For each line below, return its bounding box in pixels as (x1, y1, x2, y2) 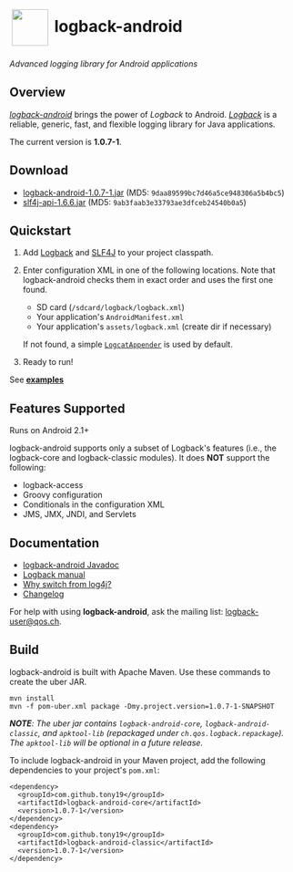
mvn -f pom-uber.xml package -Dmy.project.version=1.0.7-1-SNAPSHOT (9, 701, 275, 711)
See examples (9, 374, 65, 385)
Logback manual (22, 569, 86, 580)
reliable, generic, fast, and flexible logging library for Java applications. (9, 119, 276, 130)
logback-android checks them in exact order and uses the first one (22, 275, 274, 285)
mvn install (9, 693, 55, 703)
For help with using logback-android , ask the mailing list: (9, 607, 224, 617)
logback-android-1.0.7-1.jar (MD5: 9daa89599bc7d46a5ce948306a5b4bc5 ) (22, 187, 285, 198)
